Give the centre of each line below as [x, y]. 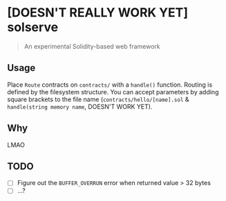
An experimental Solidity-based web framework [92, 46]
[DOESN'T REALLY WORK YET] [98, 13]
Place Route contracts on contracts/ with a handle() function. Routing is [110, 85]
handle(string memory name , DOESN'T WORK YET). [80, 106]
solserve [33, 27]
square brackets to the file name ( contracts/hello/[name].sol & [98, 99]
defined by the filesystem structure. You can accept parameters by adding [113, 92]
